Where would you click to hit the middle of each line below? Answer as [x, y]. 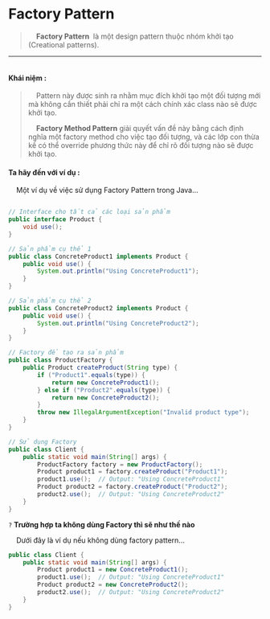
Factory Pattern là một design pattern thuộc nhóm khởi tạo [135, 36]
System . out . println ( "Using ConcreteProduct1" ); [118, 271]
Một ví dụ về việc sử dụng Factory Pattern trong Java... [107, 191]
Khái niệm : [27, 78]
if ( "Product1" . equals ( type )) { [92, 375]
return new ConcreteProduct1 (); [105, 383]
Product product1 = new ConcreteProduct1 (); [113, 570]
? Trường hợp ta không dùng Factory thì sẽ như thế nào [102, 524]
